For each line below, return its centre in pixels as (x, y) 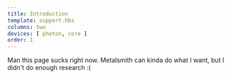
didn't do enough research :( (49, 68)
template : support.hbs (41, 20)
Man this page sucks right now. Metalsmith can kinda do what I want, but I (116, 60)
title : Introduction (38, 14)
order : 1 (20, 40)
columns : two (27, 27)
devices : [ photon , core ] (47, 34)
